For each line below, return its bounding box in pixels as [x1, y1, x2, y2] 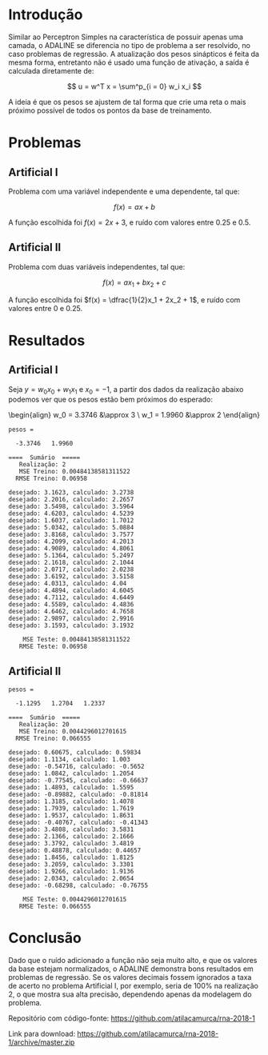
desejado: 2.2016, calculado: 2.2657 [8, 496, 134, 504]
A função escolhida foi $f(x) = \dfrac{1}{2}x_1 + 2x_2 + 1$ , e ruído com [8, 294, 241, 305]
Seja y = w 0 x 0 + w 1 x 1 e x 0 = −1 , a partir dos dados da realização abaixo [8, 384, 244, 396]
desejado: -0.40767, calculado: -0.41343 [8, 818, 149, 827]
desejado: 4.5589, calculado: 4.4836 [8, 601, 134, 609]
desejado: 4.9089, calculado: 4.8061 [8, 545, 134, 553]
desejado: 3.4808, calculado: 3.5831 [8, 825, 134, 833]
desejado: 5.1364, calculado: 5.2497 [8, 552, 134, 560]
